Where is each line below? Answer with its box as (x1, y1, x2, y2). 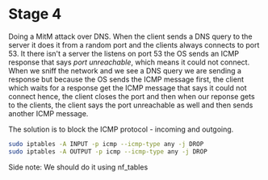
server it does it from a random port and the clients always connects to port (8, 40, 260, 49)
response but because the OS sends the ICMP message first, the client (8, 74, 245, 84)
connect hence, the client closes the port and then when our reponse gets (8, 91, 256, 101)
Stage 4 (8, 5, 62, 23)
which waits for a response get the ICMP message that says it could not (8, 82, 248, 93)
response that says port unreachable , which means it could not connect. (8, 57, 250, 67)
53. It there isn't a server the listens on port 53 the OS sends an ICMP (8, 48, 240, 58)
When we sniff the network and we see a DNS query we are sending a (8, 65, 242, 75)
